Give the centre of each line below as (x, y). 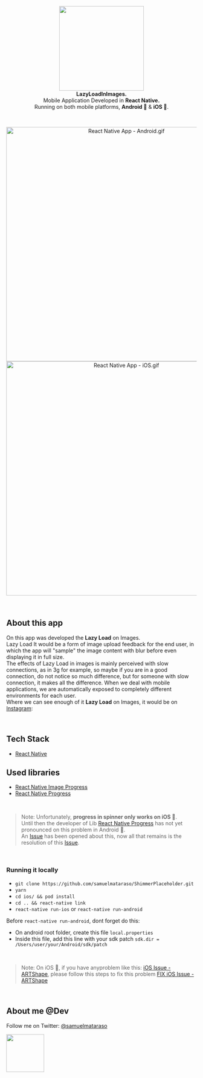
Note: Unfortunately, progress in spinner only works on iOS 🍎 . (99, 817)
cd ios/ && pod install (45, 897)
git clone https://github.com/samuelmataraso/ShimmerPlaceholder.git (105, 884)
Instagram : (20, 708)
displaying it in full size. (35, 657)
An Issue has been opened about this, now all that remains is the (101, 836)
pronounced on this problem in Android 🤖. (73, 830)
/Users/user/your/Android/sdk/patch (61, 944)
